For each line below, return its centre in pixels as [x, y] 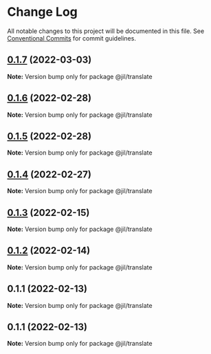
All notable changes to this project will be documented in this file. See [106, 31]
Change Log [42, 12]
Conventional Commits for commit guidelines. [71, 38]
